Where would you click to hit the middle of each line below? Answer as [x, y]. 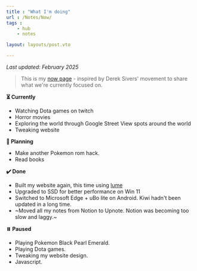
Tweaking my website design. [51, 255]
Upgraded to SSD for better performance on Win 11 [77, 191]
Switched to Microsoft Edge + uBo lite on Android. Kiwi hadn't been [98, 198]
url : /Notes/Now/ [29, 17]
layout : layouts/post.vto [38, 45]
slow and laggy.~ [36, 217]
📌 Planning [20, 141]
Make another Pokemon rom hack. [57, 153]
